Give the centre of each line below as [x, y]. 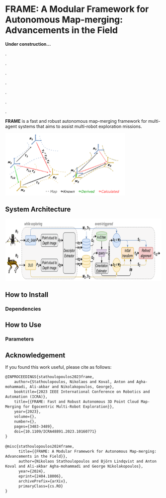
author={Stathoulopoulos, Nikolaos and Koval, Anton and [74, 382]
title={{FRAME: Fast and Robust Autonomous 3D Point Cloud [77, 402]
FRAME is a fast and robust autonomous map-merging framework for [76, 121]
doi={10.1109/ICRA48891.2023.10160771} [55, 432]
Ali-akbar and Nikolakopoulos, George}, [72, 387]
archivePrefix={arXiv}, [43, 481]
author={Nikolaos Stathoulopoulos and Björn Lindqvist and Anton [87, 461]
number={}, [25, 422]
